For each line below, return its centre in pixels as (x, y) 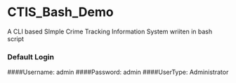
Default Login (31, 56)
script (16, 38)
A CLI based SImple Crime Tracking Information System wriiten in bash (110, 31)
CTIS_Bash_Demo (60, 12)
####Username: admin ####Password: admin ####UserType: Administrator (118, 72)
